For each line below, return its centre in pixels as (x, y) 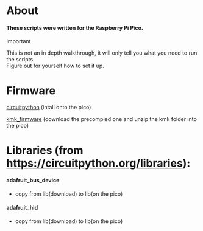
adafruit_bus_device (33, 181)
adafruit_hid (22, 208)
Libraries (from (45, 150)
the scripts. (20, 60)
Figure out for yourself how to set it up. (55, 66)
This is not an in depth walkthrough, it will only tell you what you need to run (102, 53)
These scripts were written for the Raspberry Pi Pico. (75, 27)
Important (19, 41)
